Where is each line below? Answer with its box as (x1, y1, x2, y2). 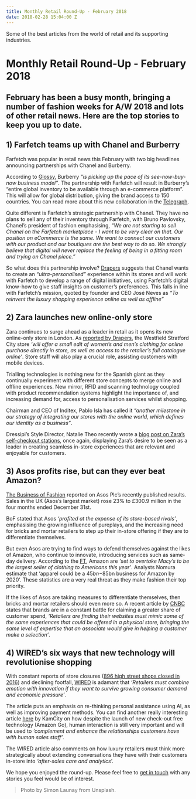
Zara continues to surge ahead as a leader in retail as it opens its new (6, 328, 174, 335)
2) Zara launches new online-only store (6, 312, 153, 322)
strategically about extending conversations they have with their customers (6, 752, 188, 759)
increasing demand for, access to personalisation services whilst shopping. (6, 395, 188, 402)
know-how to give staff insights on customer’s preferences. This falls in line (6, 283, 188, 290)
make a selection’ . (6, 631, 51, 638)
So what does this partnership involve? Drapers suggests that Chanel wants (6, 264, 189, 271)
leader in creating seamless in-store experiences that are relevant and (6, 443, 176, 450)
